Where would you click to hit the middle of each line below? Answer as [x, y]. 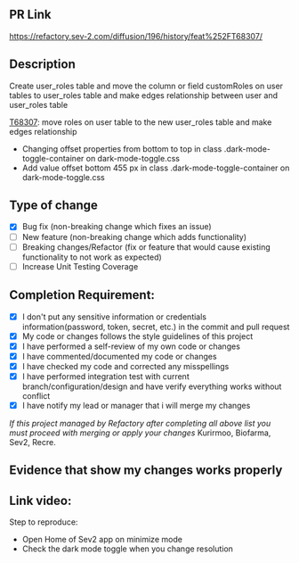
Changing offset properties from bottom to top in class [122, 149]
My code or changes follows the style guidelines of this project [137, 336]
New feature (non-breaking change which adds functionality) [134, 236]
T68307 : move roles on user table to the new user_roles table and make [141, 122]
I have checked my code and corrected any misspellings [125, 366]
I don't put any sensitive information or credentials [114, 317]
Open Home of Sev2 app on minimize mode [102, 540]
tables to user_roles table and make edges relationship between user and [144, 95]
